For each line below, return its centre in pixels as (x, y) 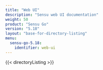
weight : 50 (17, 19)
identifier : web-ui (35, 48)
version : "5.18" (22, 29)
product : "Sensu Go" (27, 24)
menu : (11, 39)
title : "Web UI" (22, 10)
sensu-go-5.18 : (26, 43)
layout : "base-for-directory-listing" (46, 33)
